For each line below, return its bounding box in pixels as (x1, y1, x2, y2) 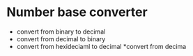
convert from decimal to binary (16, 34, 106, 43)
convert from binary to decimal (16, 27, 106, 36)
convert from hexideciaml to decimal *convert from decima (16, 42, 187, 50)
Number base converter (6, 4, 148, 20)
